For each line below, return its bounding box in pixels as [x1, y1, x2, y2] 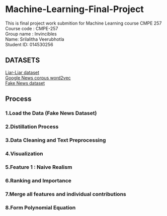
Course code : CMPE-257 [5, 25, 58, 31]
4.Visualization [5, 150, 43, 157]
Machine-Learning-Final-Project [5, 4, 144, 15]
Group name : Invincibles [5, 31, 57, 37]
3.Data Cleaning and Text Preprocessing [5, 137, 106, 144]
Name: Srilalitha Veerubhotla [5, 36, 64, 42]
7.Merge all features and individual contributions [5, 190, 127, 197]
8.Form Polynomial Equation [5, 204, 76, 211]
